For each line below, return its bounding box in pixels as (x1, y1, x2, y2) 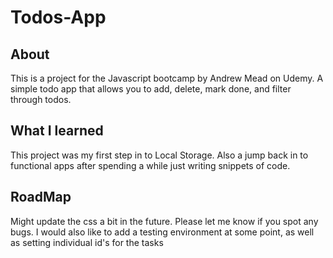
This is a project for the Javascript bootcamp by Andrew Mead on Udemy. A (10, 72, 324, 84)
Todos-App (10, 6, 107, 29)
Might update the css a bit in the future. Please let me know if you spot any (10, 215, 319, 227)
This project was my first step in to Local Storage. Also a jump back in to (10, 149, 309, 161)
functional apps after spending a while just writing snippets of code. (10, 159, 291, 171)
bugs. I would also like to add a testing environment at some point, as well (10, 226, 315, 238)
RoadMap (10, 189, 72, 206)
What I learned (10, 122, 104, 140)
